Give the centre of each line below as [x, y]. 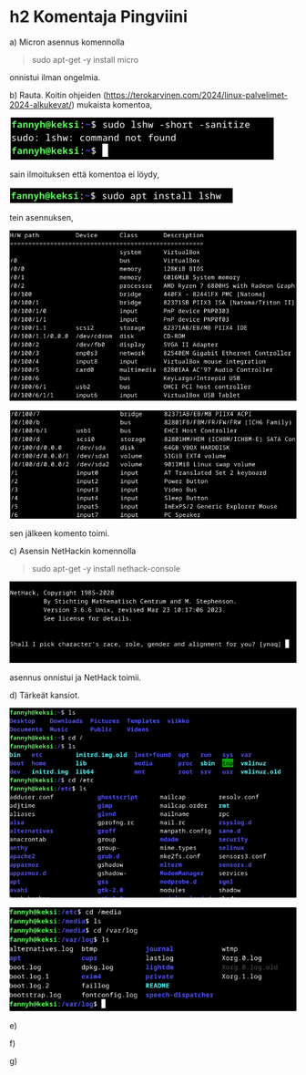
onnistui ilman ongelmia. [55, 77]
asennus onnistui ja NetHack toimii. [76, 677]
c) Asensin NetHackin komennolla [73, 551]
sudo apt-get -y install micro [85, 59]
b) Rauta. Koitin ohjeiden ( [58, 95]
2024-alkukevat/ [41, 104]
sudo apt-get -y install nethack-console [106, 569]
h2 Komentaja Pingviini [99, 17]
